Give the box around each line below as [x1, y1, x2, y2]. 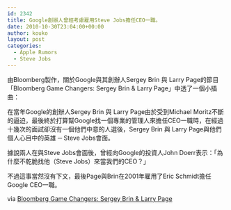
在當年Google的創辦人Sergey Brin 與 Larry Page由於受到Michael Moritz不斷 [7, 107, 224, 115]
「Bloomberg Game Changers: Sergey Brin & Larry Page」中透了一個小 [7, 84, 212, 92]
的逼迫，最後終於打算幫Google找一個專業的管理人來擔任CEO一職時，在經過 [7, 116, 224, 124]
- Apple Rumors [13, 49, 58, 56]
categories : [7, 42, 42, 49]
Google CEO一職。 [7, 180, 61, 188]
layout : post [7, 36, 45, 43]
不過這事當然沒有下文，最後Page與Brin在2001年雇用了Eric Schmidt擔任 [7, 172, 212, 180]
